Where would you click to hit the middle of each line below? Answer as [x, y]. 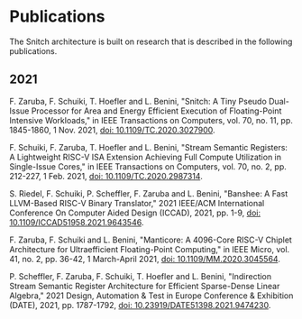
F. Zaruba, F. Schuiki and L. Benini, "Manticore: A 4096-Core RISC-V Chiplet [151, 240]
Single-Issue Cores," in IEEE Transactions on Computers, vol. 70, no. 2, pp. [148, 166]
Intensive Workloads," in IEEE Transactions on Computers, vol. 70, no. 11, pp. [151, 120]
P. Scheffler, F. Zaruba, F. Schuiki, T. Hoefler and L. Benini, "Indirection [141, 276]
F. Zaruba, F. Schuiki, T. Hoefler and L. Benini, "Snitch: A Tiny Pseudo [138, 101]
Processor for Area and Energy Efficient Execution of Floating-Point [156, 111]
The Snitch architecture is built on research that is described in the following [151, 41]
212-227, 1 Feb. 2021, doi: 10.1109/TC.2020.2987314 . [106, 176]
